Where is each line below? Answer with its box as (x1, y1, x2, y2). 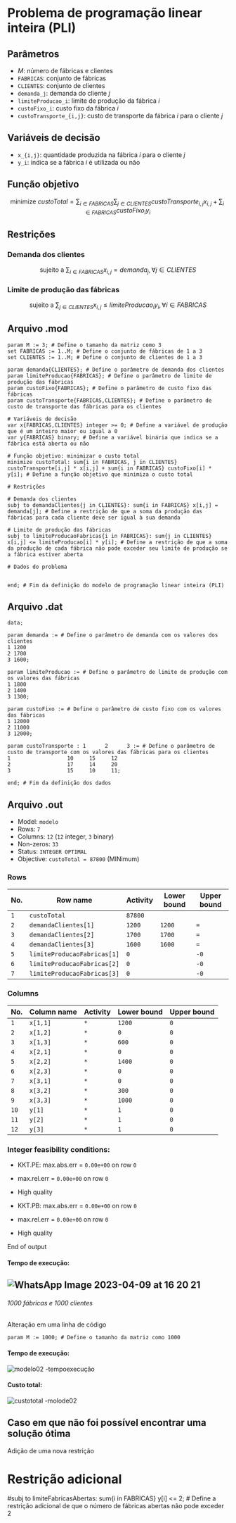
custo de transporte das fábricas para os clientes (7, 403, 162, 410)
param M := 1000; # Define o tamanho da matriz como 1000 (7, 1334, 181, 1341)
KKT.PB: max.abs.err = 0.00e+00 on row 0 (17, 1202, 137, 1210)
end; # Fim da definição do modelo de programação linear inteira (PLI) (7, 582, 225, 589)
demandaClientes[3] (29, 940, 95, 948)
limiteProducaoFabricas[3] (29, 970, 119, 977)
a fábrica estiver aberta (7, 551, 83, 558)
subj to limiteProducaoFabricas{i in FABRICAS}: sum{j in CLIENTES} (7, 532, 212, 539)
